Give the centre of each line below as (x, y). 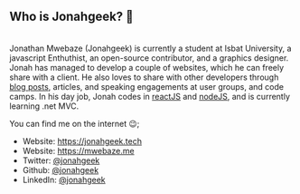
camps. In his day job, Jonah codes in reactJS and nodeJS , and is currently (150, 96)
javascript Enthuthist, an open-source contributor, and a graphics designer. (149, 58)
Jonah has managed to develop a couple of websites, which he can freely (147, 67)
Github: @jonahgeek (61, 170)
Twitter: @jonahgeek (61, 160)
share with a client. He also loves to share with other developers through (144, 77)
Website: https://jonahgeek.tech (82, 141)
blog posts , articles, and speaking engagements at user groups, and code (147, 86)
